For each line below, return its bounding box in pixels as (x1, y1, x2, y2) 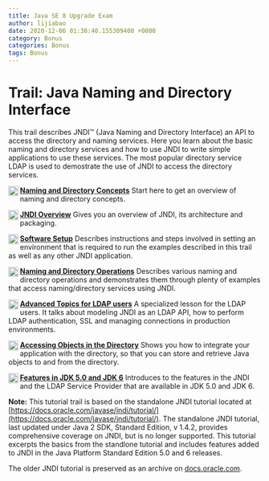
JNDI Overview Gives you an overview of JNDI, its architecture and (19, 210, 243, 219)
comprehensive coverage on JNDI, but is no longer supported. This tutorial (8, 430, 256, 440)
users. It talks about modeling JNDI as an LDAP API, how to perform (19, 307, 245, 317)
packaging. (19, 218, 57, 227)
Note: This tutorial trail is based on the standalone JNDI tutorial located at (8, 397, 252, 406)
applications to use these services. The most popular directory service (8, 153, 243, 162)
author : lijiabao (8, 19, 67, 27)
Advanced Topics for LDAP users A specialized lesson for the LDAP (19, 299, 247, 308)
